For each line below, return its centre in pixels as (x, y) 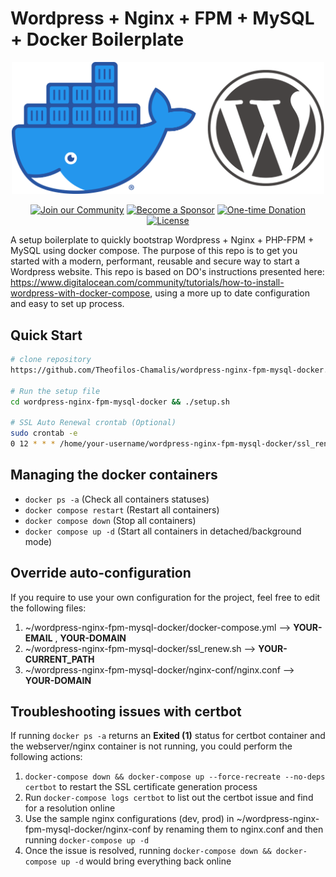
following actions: (46, 757)
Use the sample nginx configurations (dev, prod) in (129, 819)
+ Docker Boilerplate (97, 39)
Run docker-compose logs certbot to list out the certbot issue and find (169, 798)
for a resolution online (70, 808)
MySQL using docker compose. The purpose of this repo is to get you (154, 251)
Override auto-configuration (101, 573)
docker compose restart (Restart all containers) (122, 509)
